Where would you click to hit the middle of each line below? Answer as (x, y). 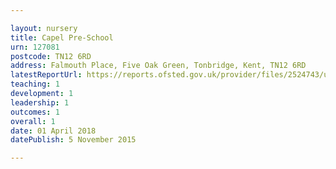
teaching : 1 (35, 84)
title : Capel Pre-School (62, 37)
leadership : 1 (40, 102)
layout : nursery (44, 28)
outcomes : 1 (35, 112)
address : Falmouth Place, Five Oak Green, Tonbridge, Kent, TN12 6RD (158, 66)
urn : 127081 (35, 47)
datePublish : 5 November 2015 (73, 140)
